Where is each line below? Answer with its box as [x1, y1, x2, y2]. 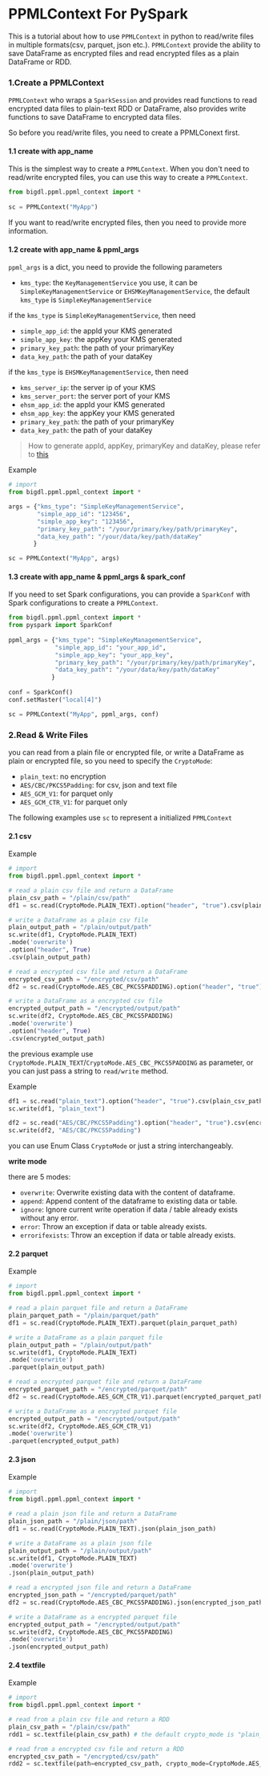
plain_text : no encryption [19, 772, 106, 781]
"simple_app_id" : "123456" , [37, 510, 130, 518]
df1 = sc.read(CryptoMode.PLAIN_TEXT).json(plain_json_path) [8, 1525, 217, 1533]
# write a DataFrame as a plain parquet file [8, 1334, 163, 1342]
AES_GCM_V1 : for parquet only [19, 788, 114, 799]
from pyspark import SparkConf [8, 621, 113, 629]
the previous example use [8, 1049, 94, 1058]
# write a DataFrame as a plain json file [8, 1539, 152, 1547]
